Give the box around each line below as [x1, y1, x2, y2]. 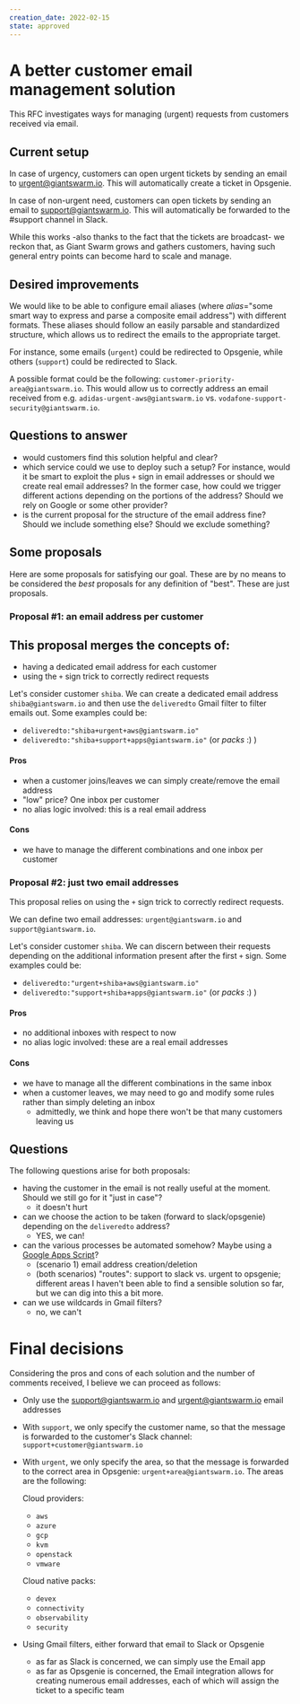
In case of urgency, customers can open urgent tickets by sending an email [9, 168, 287, 180]
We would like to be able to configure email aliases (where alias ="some [9, 301, 273, 312]
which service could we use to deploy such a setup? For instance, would [21, 461, 291, 472]
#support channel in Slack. [9, 215, 108, 225]
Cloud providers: [21, 1493, 85, 1504]
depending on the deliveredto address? [21, 1221, 170, 1232]
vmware [35, 1559, 61, 1569]
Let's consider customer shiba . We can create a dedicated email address [9, 689, 279, 699]
